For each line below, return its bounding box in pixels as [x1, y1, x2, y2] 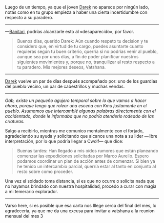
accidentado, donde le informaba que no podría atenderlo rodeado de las [5, 113, 154, 119]
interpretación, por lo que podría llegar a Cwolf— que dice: [5, 138, 123, 144]
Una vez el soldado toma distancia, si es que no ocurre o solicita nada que [5, 178, 155, 184]
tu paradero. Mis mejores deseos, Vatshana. [17, 64, 106, 70]
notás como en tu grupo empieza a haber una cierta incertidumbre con [5, 9, 148, 15]
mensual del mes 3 [5, 213, 43, 219]
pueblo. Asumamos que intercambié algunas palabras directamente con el [5, 108, 156, 114]
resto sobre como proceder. [17, 169, 73, 174]
